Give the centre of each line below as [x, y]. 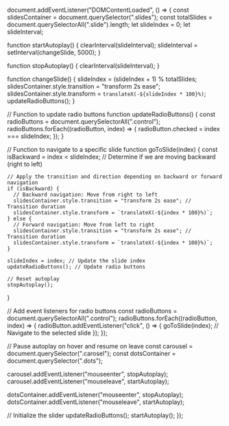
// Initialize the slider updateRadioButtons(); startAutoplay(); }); [95, 415]
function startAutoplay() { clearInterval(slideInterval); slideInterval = [103, 45]
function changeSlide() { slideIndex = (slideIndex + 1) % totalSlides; [102, 79]
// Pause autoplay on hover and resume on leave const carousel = [100, 346]
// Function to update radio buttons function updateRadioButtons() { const [111, 114]
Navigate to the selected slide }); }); [57, 333]
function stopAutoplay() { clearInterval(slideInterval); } [83, 66]
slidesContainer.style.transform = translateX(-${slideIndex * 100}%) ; [107, 93]
